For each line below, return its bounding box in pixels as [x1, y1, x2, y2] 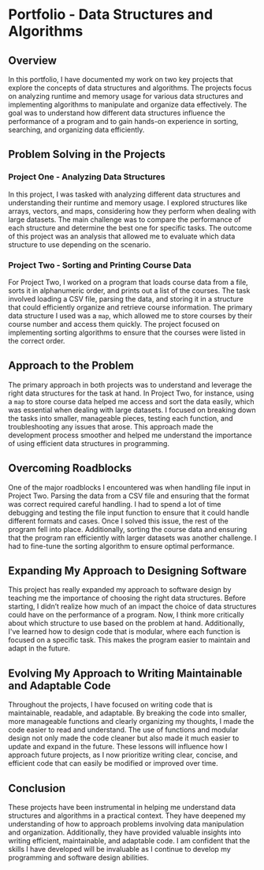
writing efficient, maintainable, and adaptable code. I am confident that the [8, 836, 251, 846]
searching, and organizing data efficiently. [8, 125, 145, 134]
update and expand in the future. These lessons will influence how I [8, 742, 228, 752]
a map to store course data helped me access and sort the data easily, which [8, 396, 255, 406]
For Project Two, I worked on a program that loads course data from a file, [8, 277, 248, 287]
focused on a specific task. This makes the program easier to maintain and [8, 636, 251, 645]
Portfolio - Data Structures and [8, 6, 214, 24]
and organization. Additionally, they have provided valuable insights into [8, 827, 242, 838]
